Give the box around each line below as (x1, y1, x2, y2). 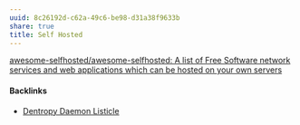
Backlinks (9, 85, 48, 96)
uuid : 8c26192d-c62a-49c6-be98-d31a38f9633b (9, 13, 180, 23)
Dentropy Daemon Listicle (22, 105, 120, 116)
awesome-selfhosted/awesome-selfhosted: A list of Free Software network (9, 55, 291, 66)
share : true (9, 22, 54, 31)
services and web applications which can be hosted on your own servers (9, 64, 283, 75)
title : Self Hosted (9, 30, 83, 39)
